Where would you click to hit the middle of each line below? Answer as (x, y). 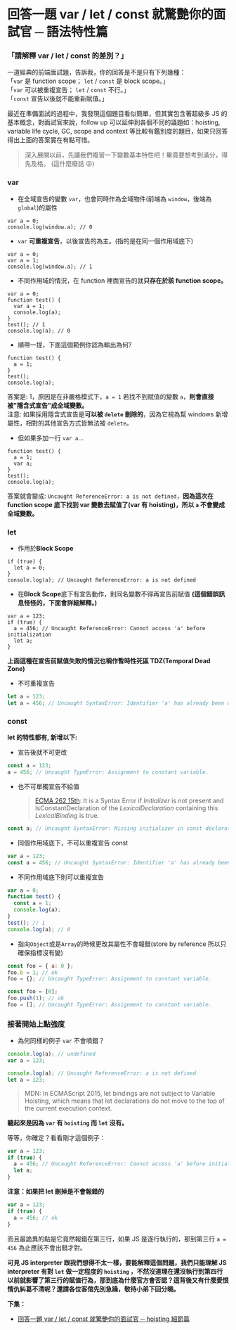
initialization (29, 635)
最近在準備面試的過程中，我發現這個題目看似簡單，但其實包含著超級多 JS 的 (117, 114)
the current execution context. (68, 1108)
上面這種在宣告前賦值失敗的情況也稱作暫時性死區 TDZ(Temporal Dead (109, 661)
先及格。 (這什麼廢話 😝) (59, 164)
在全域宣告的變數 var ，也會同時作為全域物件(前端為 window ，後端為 (114, 198)
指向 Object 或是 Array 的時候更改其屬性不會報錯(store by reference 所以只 (122, 944)
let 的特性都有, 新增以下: (42, 737)
